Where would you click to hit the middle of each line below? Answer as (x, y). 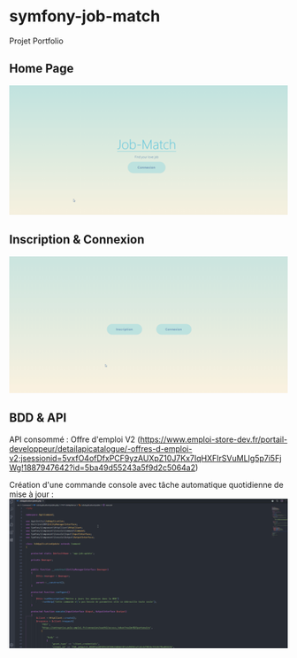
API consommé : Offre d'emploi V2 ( (75, 439)
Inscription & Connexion (77, 240)
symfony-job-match (85, 16)
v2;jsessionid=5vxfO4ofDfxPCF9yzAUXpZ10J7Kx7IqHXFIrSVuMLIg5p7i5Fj (145, 458)
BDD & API (38, 418)
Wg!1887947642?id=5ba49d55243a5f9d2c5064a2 (103, 468)
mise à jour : (32, 494)
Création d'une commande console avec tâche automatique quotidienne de (147, 484)
